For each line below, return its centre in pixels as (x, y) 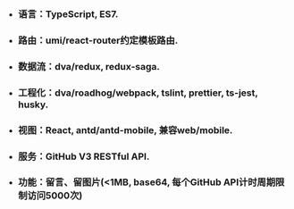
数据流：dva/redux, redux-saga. (89, 66)
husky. (33, 104)
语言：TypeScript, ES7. (68, 13)
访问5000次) (55, 196)
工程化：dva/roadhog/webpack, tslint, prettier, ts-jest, (138, 93)
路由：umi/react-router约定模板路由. (98, 40)
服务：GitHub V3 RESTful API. (84, 156)
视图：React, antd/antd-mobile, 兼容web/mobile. (125, 130)
